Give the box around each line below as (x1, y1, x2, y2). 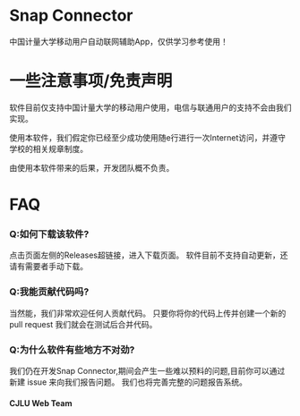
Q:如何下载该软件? (9, 227, 90, 240)
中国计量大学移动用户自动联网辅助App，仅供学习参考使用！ (9, 36, 228, 47)
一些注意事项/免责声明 (9, 71, 173, 91)
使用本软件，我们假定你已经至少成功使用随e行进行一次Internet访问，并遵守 (9, 132, 287, 143)
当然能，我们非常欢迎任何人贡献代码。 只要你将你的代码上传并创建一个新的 (9, 308, 287, 318)
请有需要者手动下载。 (9, 261, 88, 272)
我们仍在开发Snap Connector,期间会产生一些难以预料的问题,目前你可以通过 (9, 365, 286, 376)
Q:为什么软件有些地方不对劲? (9, 344, 135, 356)
